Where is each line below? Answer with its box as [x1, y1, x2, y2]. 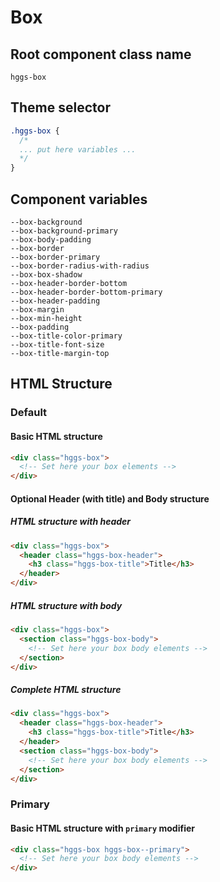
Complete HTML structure [10, 684, 122, 696]
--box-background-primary [10, 226, 118, 236]
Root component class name [10, 46, 192, 63]
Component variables [10, 191, 148, 208]
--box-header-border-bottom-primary [10, 287, 163, 297]
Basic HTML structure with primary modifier [10, 822, 195, 834]
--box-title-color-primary [10, 331, 123, 341]
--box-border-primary [10, 252, 101, 262]
